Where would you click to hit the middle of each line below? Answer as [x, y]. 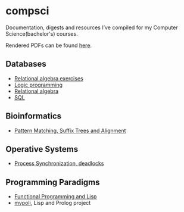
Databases [26, 64]
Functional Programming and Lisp [55, 197]
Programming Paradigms [53, 182]
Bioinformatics [34, 116]
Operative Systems [42, 149]
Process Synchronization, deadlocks [59, 163]
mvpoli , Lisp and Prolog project [52, 203]
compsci [27, 11]
